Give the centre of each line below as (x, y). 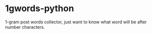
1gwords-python (40, 8)
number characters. (25, 27)
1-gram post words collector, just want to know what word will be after (76, 22)
